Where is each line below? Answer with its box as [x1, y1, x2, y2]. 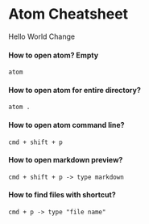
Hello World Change [8, 32, 75, 41]
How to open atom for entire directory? [8, 85, 141, 95]
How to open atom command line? [8, 120, 125, 129]
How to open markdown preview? [8, 155, 123, 165]
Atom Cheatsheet [8, 5, 129, 23]
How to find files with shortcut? [8, 190, 116, 200]
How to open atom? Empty [8, 50, 99, 60]
